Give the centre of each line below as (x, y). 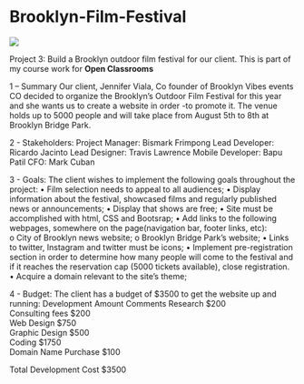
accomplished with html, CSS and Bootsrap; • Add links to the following (143, 218)
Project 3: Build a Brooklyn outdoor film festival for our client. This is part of (150, 59)
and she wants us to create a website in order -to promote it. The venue (144, 106)
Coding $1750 (35, 342)
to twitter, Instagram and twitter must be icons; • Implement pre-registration (151, 247)
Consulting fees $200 (50, 313)
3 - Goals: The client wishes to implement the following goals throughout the (152, 179)
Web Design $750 (43, 323)
